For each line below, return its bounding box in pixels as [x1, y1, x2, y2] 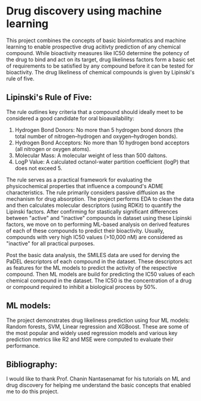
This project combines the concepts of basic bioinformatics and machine [6, 37, 187, 44]
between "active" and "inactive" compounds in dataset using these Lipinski [6, 214, 192, 221]
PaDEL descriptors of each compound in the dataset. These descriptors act [6, 258, 193, 265]
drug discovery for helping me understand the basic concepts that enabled [6, 382, 191, 389]
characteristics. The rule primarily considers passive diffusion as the [6, 189, 175, 196]
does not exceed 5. [14, 164, 63, 171]
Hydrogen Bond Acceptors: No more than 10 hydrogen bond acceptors [14, 139, 190, 146]
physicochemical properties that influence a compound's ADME [6, 182, 163, 189]
